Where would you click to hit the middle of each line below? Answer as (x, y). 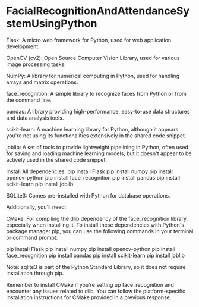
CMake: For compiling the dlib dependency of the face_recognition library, (97, 218)
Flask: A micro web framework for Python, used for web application (89, 40)
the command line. (29, 100)
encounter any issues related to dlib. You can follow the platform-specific (96, 291)
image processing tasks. (36, 64)
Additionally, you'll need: (36, 207)
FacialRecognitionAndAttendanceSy (98, 11)
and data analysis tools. (35, 118)
